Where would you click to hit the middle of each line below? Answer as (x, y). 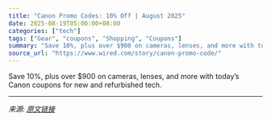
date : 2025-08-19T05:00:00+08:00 (65, 23)
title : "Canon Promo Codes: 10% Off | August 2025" (97, 16)
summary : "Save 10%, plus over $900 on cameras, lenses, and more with (131, 46)
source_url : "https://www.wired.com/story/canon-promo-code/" (115, 53)
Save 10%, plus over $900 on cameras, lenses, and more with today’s (124, 76)
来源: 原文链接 (31, 109)
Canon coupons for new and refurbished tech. (85, 85)
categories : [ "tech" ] (45, 31)
